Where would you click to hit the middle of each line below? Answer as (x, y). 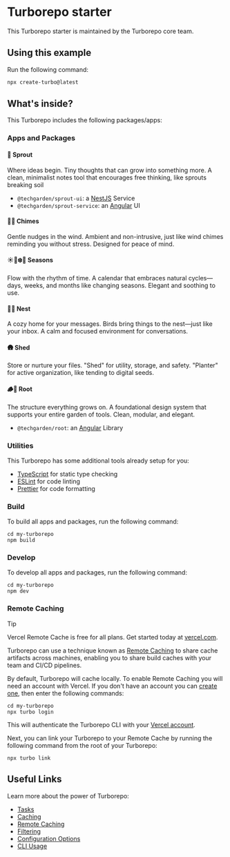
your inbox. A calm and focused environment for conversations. (98, 331)
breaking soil (26, 184)
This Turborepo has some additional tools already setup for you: (98, 461)
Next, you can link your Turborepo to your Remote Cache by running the (110, 738)
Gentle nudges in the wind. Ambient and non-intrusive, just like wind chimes (115, 236)
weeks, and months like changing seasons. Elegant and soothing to (120, 285)
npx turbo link (29, 758)
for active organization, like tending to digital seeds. (80, 373)
